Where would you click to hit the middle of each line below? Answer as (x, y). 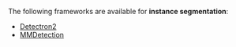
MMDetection (42, 35)
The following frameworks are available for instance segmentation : (118, 11)
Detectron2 (38, 26)
